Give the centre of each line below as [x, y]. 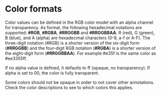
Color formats [33, 9]
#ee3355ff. [16, 58]
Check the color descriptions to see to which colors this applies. [69, 87]
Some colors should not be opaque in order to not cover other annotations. [80, 82]
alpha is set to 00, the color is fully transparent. [52, 73]
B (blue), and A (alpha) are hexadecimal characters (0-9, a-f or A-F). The [78, 38]
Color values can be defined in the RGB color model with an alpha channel [79, 22]
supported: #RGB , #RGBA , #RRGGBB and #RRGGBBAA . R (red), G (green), [80, 32]
